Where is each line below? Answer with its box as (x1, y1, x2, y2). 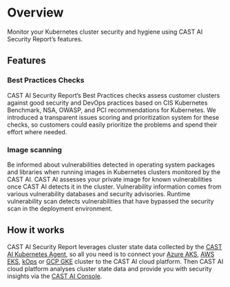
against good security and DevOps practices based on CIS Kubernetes (7, 98, 208, 107)
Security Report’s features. (7, 34, 83, 43)
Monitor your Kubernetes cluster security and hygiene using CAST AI (7, 28, 203, 36)
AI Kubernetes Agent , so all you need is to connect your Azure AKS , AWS (7, 250, 215, 258)
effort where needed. (7, 127, 67, 136)
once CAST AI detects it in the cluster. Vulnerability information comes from (7, 182, 222, 191)
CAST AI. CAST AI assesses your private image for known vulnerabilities (7, 175, 212, 183)
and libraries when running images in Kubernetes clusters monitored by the (7, 167, 221, 176)
